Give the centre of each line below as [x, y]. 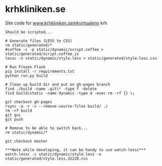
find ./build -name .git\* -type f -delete [51, 89]
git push [14, 119]
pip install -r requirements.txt [40, 71]
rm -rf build [19, 111]
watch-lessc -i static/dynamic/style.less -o [53, 154]
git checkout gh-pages [29, 102]
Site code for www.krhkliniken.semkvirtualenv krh [56, 23]
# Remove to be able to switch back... [47, 128]
